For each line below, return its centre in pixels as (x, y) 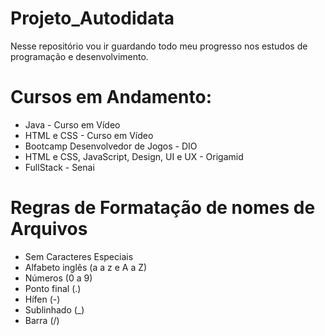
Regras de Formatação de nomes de (163, 208)
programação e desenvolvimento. (79, 56)
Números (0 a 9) (58, 278)
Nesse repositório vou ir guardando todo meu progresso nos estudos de (159, 46)
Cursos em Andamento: (111, 97)
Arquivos (49, 229)
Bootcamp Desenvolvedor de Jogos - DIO (111, 146)
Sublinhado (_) (54, 309)
